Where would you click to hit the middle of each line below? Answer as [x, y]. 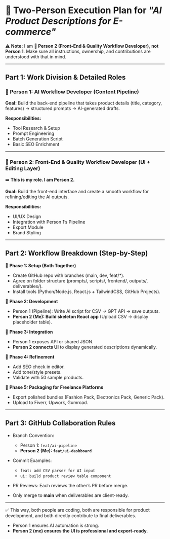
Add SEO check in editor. [38, 367]
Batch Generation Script [38, 138]
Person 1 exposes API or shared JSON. [53, 341]
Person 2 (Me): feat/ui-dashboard [56, 450]
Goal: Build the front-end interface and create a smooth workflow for [77, 191]
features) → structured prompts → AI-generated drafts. [63, 108]
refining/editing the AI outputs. [37, 197]
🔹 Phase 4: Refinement [30, 356]
